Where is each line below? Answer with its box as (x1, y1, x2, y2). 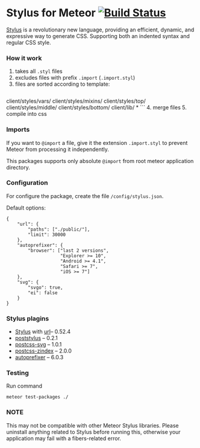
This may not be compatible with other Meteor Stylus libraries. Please (6, 421, 179, 429)
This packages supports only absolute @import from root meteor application (6, 157, 194, 164)
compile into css (6, 110, 47, 118)
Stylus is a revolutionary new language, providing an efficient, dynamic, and (6, 26, 195, 33)
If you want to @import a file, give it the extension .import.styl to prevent (6, 139, 188, 146)
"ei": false (28, 290, 58, 296)
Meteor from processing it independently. (6, 146, 110, 153)
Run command (6, 382, 43, 389)
